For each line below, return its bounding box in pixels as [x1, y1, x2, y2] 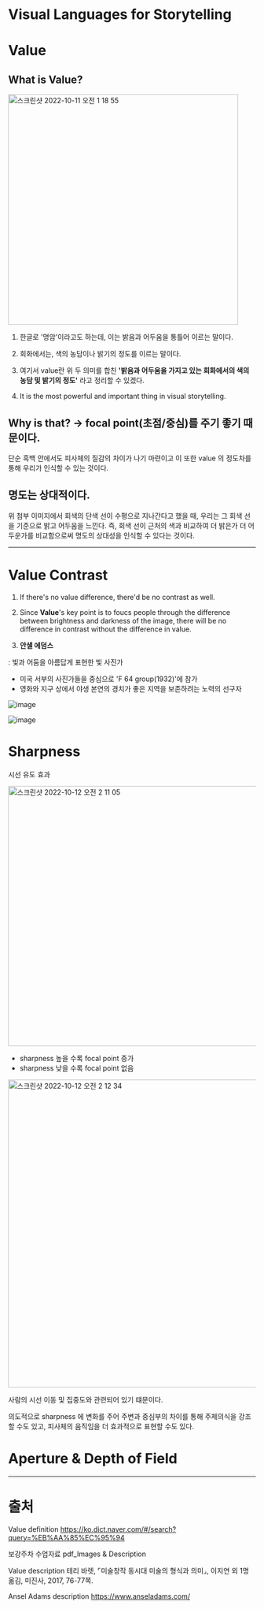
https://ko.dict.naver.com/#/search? [60, 1524, 177, 1534]
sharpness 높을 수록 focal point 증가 [19, 1053, 134, 1063]
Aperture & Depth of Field [8, 1449, 178, 1467]
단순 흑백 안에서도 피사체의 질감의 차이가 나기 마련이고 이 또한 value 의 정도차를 [8, 453, 251, 463]
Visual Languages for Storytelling [8, 6, 232, 24]
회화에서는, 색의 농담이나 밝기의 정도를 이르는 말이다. [19, 349, 181, 359]
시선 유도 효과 [8, 769, 51, 779]
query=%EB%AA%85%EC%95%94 [8, 1533, 125, 1542]
